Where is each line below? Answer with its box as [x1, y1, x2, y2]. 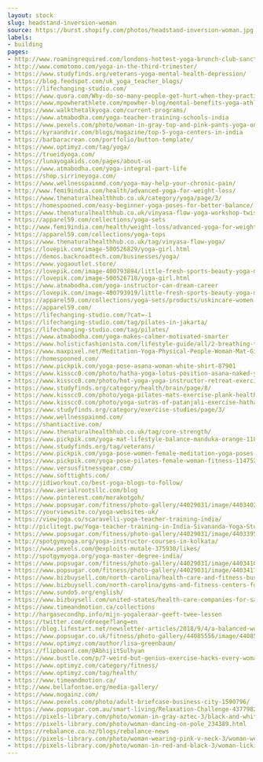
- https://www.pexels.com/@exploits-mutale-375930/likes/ [7, 544, 201, 552]
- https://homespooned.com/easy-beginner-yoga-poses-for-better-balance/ [7, 201, 254, 209]
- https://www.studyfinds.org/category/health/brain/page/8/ [7, 384, 212, 392]
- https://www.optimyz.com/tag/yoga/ [7, 143, 131, 151]
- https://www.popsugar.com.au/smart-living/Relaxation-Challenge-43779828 [7, 705, 261, 713]
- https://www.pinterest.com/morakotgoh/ [7, 493, 145, 501]
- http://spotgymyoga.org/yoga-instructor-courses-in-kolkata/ [7, 537, 219, 545]
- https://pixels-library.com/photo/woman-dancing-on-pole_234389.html [7, 720, 247, 727]
